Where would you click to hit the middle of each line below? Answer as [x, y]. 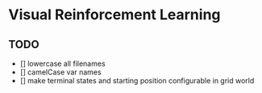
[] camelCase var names [61, 72]
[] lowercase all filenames [63, 63]
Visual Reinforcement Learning [114, 15]
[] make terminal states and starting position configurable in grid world [137, 81]
